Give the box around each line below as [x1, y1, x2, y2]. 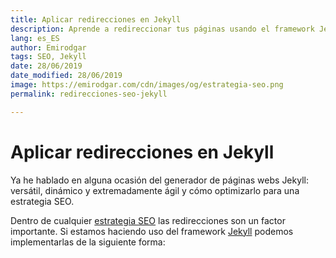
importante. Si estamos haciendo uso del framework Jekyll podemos [10, 225, 294, 237]
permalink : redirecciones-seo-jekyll [10, 89, 168, 99]
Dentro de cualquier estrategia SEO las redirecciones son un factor [10, 214, 286, 226]
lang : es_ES [10, 33, 60, 43]
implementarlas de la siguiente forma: [10, 236, 166, 248]
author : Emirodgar [10, 42, 87, 53]
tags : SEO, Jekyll [10, 52, 87, 62]
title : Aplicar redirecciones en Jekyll [10, 14, 182, 25]
